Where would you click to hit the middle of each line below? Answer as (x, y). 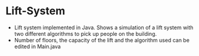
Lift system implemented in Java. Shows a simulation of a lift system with (104, 27)
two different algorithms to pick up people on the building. (85, 33)
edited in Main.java (37, 46)
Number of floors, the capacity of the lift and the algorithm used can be (102, 40)
